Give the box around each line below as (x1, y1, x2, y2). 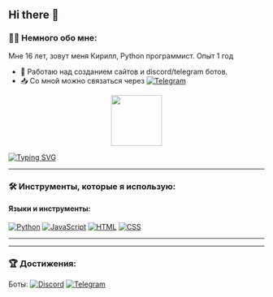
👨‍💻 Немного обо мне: (8, 32, 97, 44)
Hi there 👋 (8, 8, 59, 22)
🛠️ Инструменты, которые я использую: (8, 180, 176, 192)
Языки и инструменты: (8, 204, 91, 213)
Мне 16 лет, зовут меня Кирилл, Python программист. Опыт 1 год (8, 50, 234, 61)
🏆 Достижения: (8, 257, 77, 269)
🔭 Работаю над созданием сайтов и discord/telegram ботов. (19, 67, 228, 76)
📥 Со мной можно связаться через (19, 75, 145, 85)
